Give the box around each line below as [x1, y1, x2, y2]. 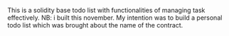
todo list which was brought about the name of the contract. [7, 21, 183, 29]
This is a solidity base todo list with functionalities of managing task [7, 6, 206, 14]
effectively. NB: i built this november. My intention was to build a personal [7, 13, 223, 22]
